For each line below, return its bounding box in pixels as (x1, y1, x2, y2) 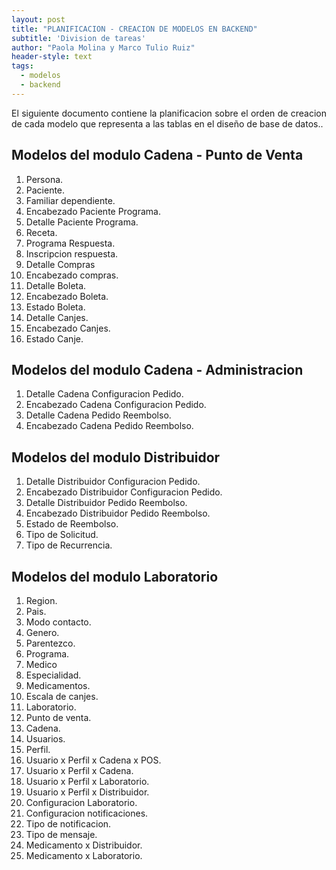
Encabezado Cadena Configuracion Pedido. (25, 399, 207, 411)
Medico (25, 659, 58, 670)
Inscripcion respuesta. (25, 247, 119, 260)
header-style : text (11, 52, 93, 62)
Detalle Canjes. (25, 311, 89, 323)
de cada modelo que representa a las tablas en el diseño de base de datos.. (11, 117, 324, 130)
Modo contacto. (25, 616, 92, 628)
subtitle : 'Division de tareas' (11, 33, 146, 43)
